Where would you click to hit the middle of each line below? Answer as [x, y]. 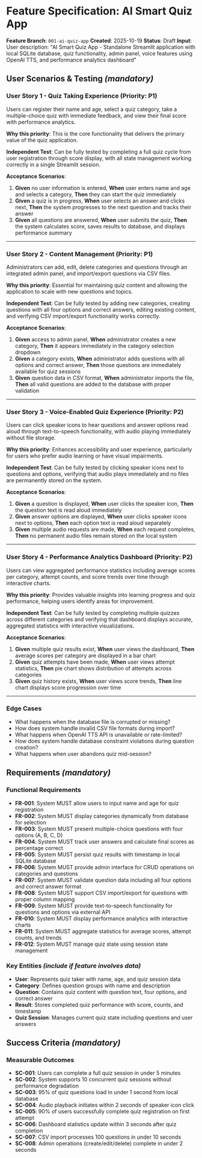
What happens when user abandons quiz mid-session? [83, 754]
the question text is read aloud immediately [68, 510]
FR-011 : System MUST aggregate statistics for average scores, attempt [103, 931]
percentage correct [39, 848]
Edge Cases [24, 708]
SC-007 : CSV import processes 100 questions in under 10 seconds [98, 1137]
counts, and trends [38, 937]
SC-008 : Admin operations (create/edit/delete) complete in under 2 [99, 1144]
